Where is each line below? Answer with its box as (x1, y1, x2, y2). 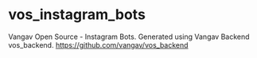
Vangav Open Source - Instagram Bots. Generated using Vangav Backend (8, 32, 250, 41)
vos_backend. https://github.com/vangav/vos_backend (8, 40, 189, 49)
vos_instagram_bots (8, 6, 146, 24)
